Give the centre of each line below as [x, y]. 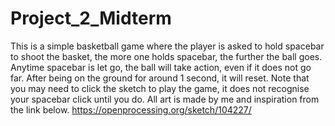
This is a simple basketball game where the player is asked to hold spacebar [167, 46]
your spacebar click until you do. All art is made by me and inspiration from [165, 99]
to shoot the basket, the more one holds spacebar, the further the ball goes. [166, 56]
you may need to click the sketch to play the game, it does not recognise [160, 88]
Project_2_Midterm [91, 18]
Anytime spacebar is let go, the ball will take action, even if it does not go [161, 67]
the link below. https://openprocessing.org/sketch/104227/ [131, 109]
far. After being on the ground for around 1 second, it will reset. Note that [160, 78]
